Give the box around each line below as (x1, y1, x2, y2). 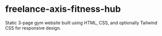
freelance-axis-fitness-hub (5, 3, 121, 15)
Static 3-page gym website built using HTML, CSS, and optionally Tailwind (5, 20, 158, 26)
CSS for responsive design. (5, 25, 61, 31)
